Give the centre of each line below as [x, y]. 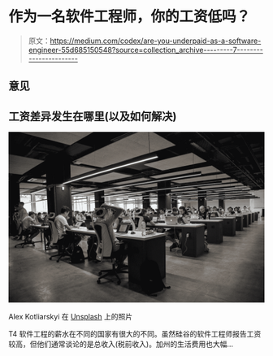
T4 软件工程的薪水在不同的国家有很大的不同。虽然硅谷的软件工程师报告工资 [135, 333]
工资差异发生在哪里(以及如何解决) [93, 116]
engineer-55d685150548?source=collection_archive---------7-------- [146, 50]
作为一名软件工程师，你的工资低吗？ [130, 17]
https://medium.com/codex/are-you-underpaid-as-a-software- [156, 41]
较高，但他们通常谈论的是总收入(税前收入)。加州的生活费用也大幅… [121, 344]
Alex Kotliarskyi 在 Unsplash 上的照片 [70, 316]
